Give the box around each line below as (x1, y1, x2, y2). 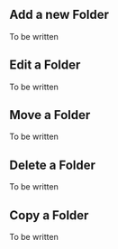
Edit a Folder (9, 58, 81, 73)
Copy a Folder (9, 207, 89, 223)
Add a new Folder (9, 7, 110, 23)
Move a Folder (9, 107, 91, 123)
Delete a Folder (9, 157, 96, 172)
